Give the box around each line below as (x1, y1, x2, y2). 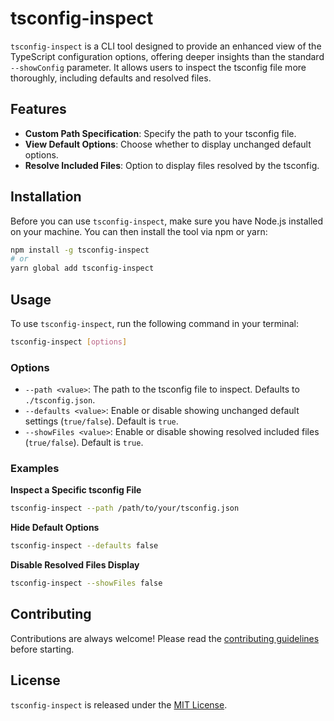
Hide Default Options (10, 522, 100, 534)
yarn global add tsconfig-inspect (10, 263, 155, 274)
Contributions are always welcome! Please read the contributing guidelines (10, 632, 320, 644)
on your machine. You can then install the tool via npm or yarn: (10, 225, 268, 237)
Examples (10, 462, 60, 476)
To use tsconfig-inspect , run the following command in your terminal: (10, 318, 299, 329)
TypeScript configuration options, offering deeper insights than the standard (10, 50, 325, 62)
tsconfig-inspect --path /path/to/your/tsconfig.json (10, 503, 240, 514)
